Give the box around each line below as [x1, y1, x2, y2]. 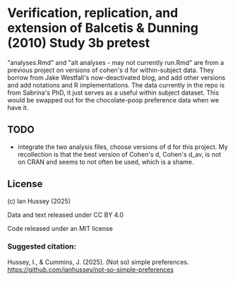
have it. [7, 103, 29, 112]
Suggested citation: [7, 241, 76, 251]
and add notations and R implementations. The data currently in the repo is [7, 80, 225, 89]
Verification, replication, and [7, 5, 179, 21]
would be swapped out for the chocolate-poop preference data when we [7, 95, 219, 104]
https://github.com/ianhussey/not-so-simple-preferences [7, 265, 174, 273]
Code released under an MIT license [7, 224, 113, 232]
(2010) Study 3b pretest [7, 35, 150, 51]
